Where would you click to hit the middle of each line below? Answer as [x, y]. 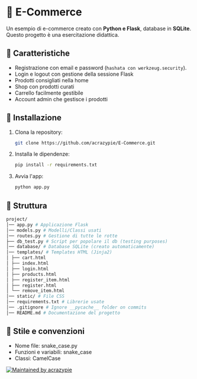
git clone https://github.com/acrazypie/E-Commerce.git [85, 143]
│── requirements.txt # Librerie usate [55, 302]
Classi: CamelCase [38, 358]
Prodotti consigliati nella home [51, 80]
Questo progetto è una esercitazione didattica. [63, 34]
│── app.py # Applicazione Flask [47, 224]
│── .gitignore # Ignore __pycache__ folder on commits [76, 307]
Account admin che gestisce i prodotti [61, 99]
